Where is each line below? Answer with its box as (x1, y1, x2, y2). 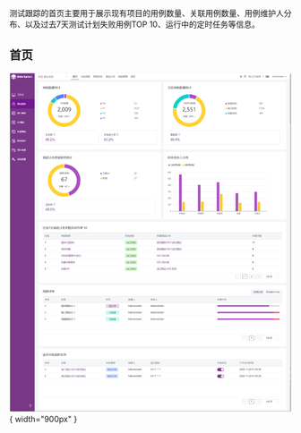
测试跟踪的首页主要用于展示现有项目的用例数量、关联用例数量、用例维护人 (9, 8, 284, 18)
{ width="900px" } (9, 413, 78, 424)
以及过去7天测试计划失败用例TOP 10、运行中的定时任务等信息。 (24, 19, 260, 30)
